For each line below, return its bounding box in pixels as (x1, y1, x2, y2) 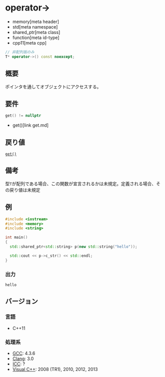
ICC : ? (12, 360, 25, 367)
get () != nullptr (5, 113, 41, 118)
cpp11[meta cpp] (12, 40, 46, 46)
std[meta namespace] (12, 24, 58, 30)
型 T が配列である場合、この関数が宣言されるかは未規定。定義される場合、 (5, 180, 156, 187)
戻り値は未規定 (9, 187, 40, 193)
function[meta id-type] (12, 35, 59, 41)
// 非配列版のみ (5, 50, 34, 55)
